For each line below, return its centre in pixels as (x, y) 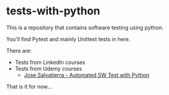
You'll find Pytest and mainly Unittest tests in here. (68, 39)
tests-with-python (53, 11)
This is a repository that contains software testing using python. (85, 27)
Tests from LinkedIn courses (50, 62)
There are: (19, 50)
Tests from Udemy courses (48, 68)
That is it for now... (29, 86)
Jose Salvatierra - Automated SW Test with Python (87, 75)
